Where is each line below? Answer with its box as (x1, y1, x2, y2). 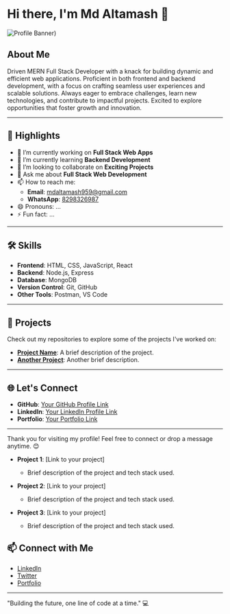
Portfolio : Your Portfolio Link (16, 415, 98, 423)
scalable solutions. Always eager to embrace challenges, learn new (7, 89, 197, 97)
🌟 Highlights (7, 130, 60, 141)
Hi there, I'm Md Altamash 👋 (7, 6, 169, 22)
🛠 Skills (7, 240, 42, 251)
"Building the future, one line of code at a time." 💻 (7, 599, 149, 607)
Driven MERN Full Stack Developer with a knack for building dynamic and (7, 67, 214, 75)
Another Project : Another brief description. (16, 356, 140, 364)
